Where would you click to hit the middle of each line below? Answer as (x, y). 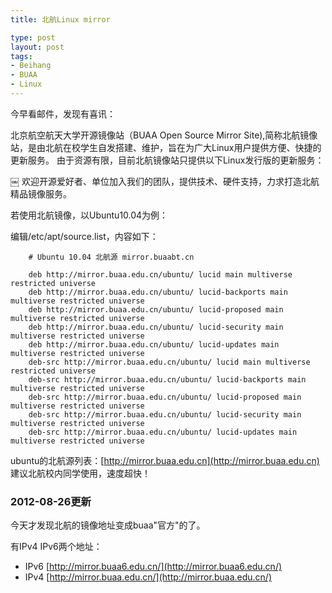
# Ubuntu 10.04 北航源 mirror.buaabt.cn (111, 257)
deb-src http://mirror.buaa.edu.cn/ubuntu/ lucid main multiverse (169, 362)
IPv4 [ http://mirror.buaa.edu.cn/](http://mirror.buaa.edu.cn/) (148, 577)
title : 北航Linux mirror (60, 19)
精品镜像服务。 (41, 193)
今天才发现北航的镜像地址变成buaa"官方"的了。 (108, 525)
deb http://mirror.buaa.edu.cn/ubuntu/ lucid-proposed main (156, 309)
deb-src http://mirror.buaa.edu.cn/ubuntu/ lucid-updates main (163, 432)
